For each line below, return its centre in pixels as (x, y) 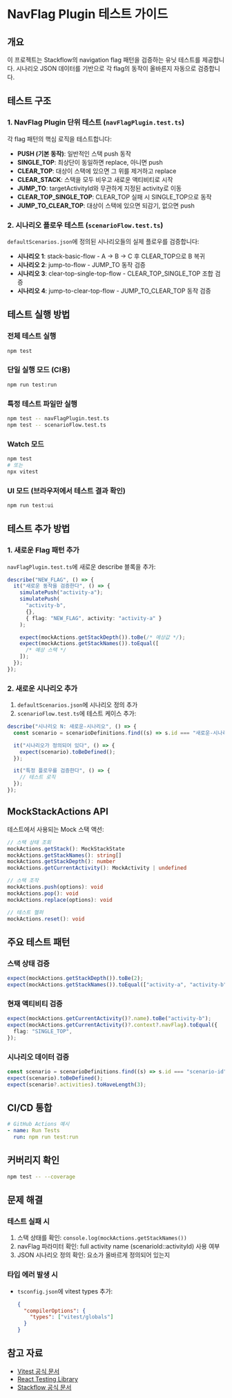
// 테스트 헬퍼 (25, 912)
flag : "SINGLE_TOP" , (43, 1031)
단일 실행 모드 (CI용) (39, 370)
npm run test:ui (30, 505)
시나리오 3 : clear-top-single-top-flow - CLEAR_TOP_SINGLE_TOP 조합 (115, 273)
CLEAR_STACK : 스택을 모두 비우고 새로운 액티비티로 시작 (95, 179)
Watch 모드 (26, 444)
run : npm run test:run (46, 1137)
